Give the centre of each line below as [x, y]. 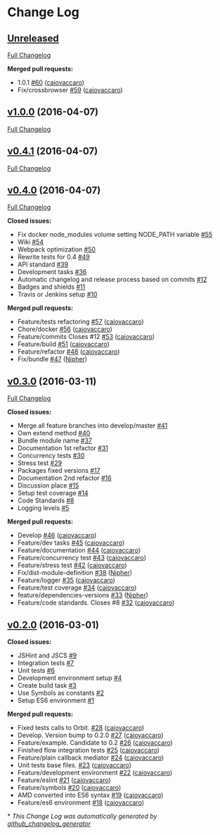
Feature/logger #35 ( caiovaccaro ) [66, 580]
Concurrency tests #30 [51, 456]
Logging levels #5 [43, 508]
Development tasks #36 [52, 272]
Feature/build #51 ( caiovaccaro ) [64, 344]
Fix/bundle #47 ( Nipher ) [52, 359]
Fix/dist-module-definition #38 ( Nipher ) [75, 573]
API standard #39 [43, 264]
